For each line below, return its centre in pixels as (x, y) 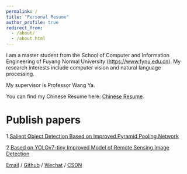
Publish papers (43, 120)
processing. (20, 74)
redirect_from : (25, 28)
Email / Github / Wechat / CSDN (44, 165)
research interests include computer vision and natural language (84, 67)
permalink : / (22, 11)
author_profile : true (32, 22)
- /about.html (28, 39)
